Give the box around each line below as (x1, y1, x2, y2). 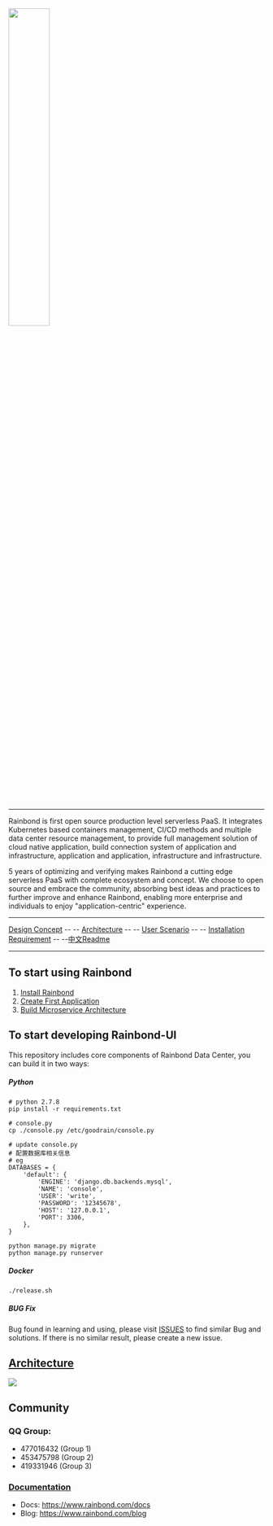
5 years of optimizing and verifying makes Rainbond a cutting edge (8, 867, 233, 876)
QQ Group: (8, 1425, 51, 1436)
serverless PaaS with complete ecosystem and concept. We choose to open (8, 875, 264, 885)
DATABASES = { (8, 1163, 57, 1171)
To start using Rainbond (8, 966, 132, 980)
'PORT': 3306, (37, 1213, 85, 1222)
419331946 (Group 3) (19, 1461, 92, 1471)
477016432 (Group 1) (19, 1444, 92, 1454)
